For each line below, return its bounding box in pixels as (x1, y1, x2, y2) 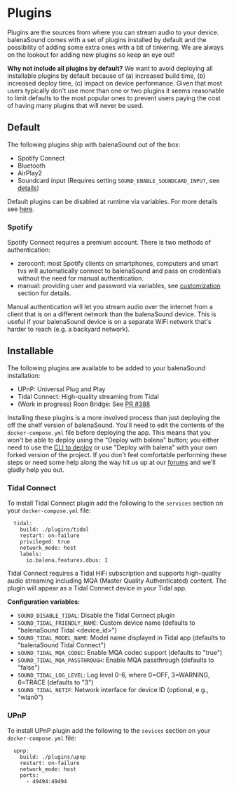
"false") (17, 663, 40, 672)
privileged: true (20, 539, 71, 546)
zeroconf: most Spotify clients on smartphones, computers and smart (17, 259, 219, 268)
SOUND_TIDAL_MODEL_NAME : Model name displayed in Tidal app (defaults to (17, 633, 226, 642)
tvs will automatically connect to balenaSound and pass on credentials (17, 266, 221, 275)
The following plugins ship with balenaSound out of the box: (7, 140, 181, 149)
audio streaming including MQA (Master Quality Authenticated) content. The (7, 576, 227, 585)
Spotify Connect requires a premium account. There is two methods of (7, 238, 212, 247)
